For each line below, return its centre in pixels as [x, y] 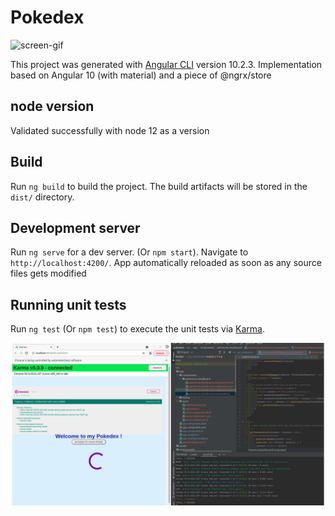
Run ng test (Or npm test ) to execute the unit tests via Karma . [138, 329]
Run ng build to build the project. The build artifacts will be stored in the [159, 186]
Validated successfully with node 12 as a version [110, 130]
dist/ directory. [42, 197]
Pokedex [47, 17]
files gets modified [48, 273]
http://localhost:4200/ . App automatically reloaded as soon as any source [166, 263]
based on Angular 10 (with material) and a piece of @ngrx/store [141, 75]
